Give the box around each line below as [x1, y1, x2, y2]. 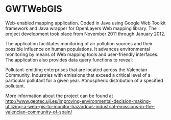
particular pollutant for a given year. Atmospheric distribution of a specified [5, 77, 163, 83]
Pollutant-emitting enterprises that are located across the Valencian [5, 67, 148, 73]
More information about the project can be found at [5, 93, 113, 99]
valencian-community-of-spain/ [5, 109, 72, 115]
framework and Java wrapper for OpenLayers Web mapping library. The [5, 25, 157, 31]
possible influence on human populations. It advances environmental [5, 46, 150, 52]
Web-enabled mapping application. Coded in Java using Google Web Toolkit [5, 20, 166, 26]
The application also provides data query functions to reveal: [5, 56, 133, 63]
